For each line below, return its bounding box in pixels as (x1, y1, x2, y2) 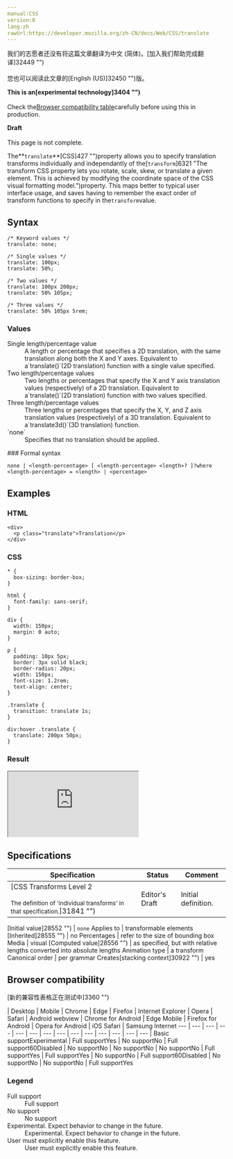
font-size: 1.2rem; (13, 677, 70, 684)
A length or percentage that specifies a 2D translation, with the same (24, 347, 221, 355)
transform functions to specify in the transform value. (7, 196, 157, 205)
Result (7, 755, 30, 764)
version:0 (7, 17, 36, 24)
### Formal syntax (7, 449, 61, 457)
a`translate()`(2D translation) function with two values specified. (24, 391, 207, 400)
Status (146, 870, 169, 880)
